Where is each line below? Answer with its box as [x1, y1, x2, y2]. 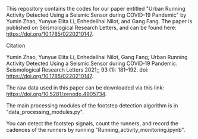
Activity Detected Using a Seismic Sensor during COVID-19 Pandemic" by [6, 11, 187, 18]
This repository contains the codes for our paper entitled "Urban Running [6, 5, 186, 12]
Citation [6, 42, 26, 49]
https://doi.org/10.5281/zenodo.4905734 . [6, 91, 107, 97]
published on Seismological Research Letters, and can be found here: [6, 24, 177, 31]
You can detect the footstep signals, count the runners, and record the [6, 120, 178, 127]
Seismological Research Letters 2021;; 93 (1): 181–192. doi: [6, 66, 149, 73]
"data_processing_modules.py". [6, 109, 84, 115]
